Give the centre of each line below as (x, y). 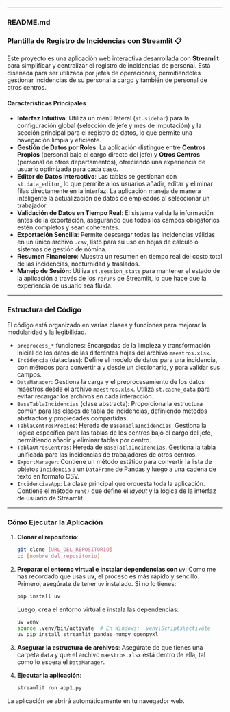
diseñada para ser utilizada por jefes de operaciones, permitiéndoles (104, 73)
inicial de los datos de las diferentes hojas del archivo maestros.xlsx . (114, 353)
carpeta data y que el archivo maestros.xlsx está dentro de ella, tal (111, 655)
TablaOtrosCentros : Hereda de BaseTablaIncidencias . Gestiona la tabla (116, 447)
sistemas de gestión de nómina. (62, 249)
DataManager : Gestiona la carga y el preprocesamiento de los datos (111, 381)
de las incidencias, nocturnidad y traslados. (78, 264)
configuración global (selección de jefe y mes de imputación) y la (109, 126)
